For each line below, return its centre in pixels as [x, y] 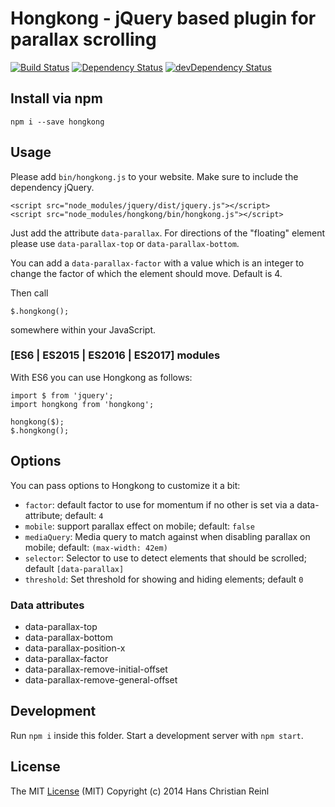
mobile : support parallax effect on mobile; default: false [139, 526]
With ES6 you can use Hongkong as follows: [101, 377]
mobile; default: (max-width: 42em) [96, 547]
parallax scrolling [83, 39]
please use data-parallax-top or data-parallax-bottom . [125, 243]
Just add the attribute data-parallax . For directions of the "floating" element [168, 233]
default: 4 [84, 515]
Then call [29, 293]
